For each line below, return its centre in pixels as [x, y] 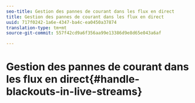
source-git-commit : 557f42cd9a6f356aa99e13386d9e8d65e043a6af [84, 33]
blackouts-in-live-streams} [74, 92]
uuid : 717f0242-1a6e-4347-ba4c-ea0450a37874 [61, 22]
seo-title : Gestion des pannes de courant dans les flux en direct [90, 11]
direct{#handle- [100, 79]
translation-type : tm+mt [36, 28]
